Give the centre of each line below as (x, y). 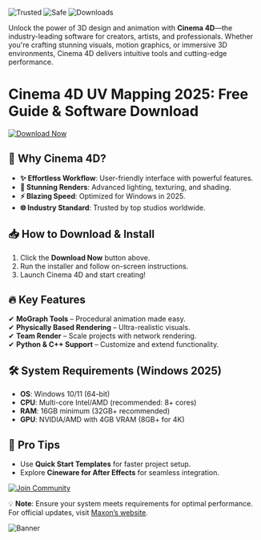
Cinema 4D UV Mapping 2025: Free (128, 94)
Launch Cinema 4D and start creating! (83, 274)
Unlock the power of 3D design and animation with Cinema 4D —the (120, 28)
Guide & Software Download (103, 111)
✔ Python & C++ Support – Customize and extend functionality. (114, 345)
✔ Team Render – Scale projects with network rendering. (102, 336)
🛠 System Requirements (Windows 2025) (115, 371)
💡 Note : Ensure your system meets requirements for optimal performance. (131, 504)
